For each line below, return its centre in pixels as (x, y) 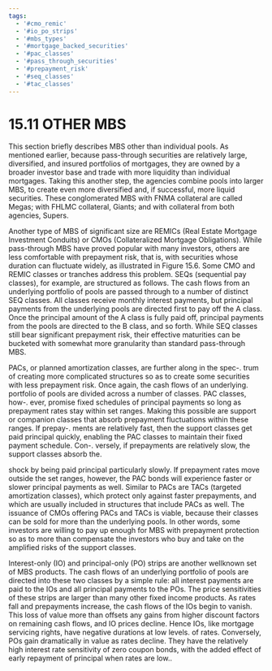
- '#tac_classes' (45, 84)
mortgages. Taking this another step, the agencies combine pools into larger (136, 181)
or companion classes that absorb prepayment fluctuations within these (129, 420)
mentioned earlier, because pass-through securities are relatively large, (128, 155)
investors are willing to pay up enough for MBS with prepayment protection (134, 530)
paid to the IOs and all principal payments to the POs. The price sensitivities (135, 589)
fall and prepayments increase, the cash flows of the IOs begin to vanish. (131, 607)
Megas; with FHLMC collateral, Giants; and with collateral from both (121, 207)
